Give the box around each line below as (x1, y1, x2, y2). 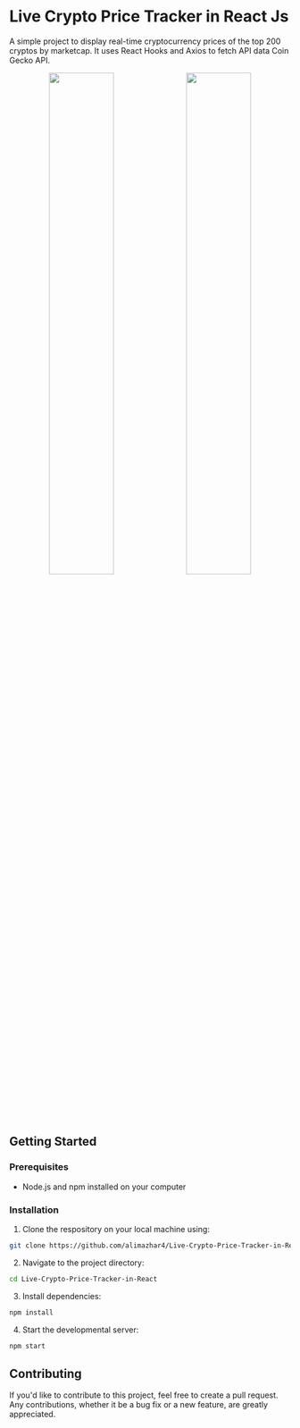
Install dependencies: (21, 1290, 102, 1301)
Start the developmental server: (21, 1324, 139, 1335)
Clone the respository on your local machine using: (21, 1223, 210, 1234)
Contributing (9, 1365, 82, 1382)
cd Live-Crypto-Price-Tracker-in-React (9, 1274, 158, 1283)
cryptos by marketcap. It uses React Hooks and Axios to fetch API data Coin (9, 45, 289, 55)
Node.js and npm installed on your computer (21, 1181, 187, 1192)
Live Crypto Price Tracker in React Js (9, 6, 289, 27)
